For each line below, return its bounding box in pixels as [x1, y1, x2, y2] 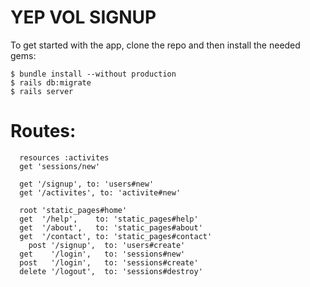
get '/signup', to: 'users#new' [19, 179, 155, 189]
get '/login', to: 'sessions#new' [19, 249, 186, 259]
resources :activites [19, 152, 110, 163]
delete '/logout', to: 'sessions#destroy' [19, 266, 203, 276]
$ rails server [10, 86, 74, 96]
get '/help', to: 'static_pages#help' [19, 214, 199, 224]
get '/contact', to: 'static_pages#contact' [19, 231, 213, 241]
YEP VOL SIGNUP [10, 6, 157, 29]
